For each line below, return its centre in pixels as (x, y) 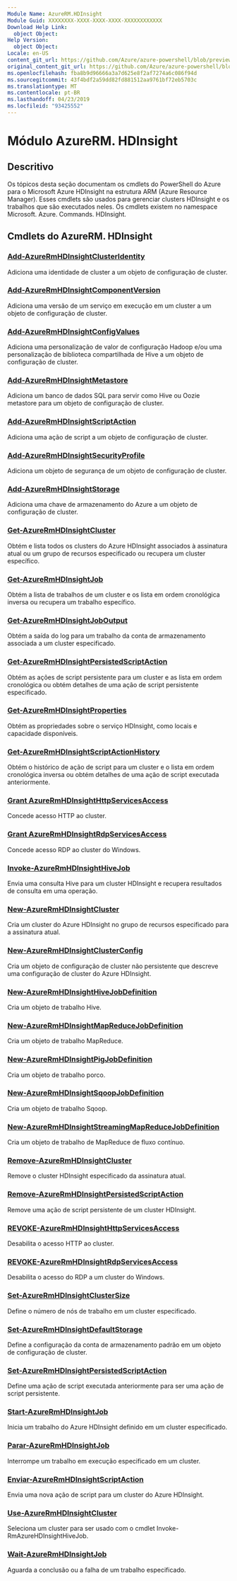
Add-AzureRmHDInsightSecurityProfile (76, 455)
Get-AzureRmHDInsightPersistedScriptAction (87, 662)
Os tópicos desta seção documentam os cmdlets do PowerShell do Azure (114, 184)
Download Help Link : (38, 27)
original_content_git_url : (47, 67)
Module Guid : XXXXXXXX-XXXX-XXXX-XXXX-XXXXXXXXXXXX (85, 21)
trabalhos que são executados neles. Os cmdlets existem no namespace (113, 207)
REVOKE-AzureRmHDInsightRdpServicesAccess (93, 1262)
